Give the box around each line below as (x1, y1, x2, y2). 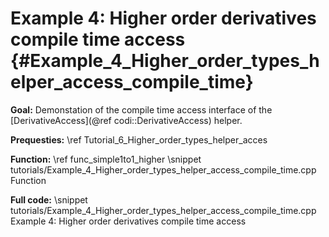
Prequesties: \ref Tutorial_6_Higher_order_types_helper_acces (10, 133, 268, 146)
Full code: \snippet (10, 193, 88, 206)
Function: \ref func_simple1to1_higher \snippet (10, 153, 202, 165)
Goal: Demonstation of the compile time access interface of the (10, 103, 273, 116)
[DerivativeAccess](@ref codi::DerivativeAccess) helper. (10, 114, 243, 126)
